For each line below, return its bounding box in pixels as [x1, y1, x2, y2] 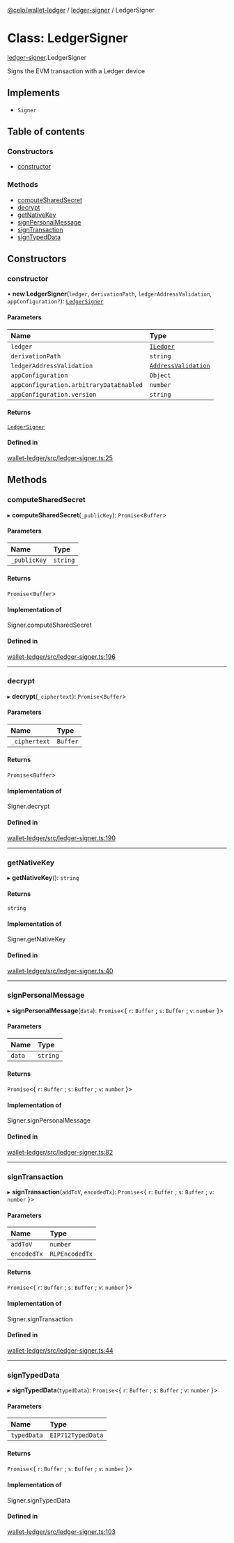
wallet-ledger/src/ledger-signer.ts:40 [7, 966, 114, 975]
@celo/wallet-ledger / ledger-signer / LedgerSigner [7, 6, 155, 14]
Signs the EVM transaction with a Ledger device [7, 66, 145, 75]
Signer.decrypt [7, 802, 50, 811]
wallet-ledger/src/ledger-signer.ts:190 [7, 833, 116, 842]
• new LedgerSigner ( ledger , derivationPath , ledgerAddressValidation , [7, 289, 212, 298]
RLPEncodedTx [49, 1250, 93, 1258]
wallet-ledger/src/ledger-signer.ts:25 [7, 454, 114, 462]
